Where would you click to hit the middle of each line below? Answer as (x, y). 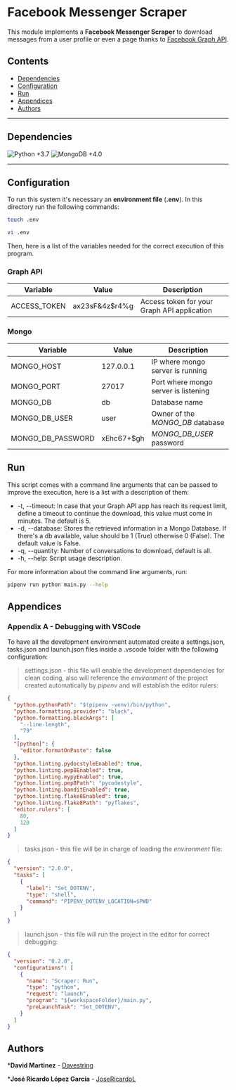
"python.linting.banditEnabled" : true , (72, 790)
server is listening (181, 391)
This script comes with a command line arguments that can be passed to (112, 484)
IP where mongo (178, 362)
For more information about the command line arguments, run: (97, 571)
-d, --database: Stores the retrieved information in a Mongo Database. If (122, 528)
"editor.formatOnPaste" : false (66, 751)
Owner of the (173, 414)
